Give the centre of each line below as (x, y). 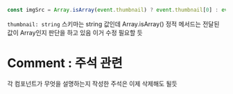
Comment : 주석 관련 (65, 63)
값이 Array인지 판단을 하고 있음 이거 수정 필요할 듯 (75, 32)
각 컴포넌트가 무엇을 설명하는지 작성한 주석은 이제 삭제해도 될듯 (93, 84)
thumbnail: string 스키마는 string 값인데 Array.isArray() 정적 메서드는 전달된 (113, 23)
